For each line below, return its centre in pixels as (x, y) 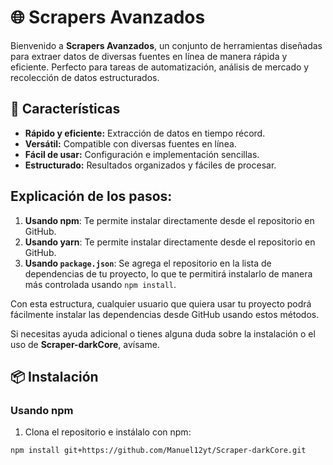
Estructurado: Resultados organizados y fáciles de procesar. (150, 165)
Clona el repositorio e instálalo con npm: (108, 432)
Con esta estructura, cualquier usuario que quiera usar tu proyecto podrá (161, 303)
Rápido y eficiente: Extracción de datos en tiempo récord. (145, 133)
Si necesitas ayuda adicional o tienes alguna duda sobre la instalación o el (163, 333)
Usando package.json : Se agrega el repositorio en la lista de (148, 263)
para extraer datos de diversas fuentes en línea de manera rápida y (149, 56)
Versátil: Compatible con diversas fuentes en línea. (130, 143)
